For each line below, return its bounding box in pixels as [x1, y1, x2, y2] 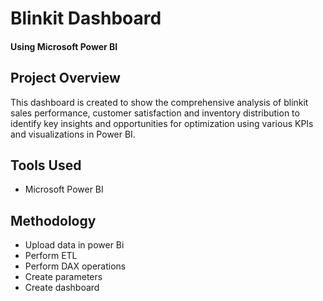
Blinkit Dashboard [10, 7, 162, 30]
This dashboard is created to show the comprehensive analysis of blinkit [10, 96, 309, 108]
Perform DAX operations [24, 260, 127, 272]
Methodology [10, 212, 97, 229]
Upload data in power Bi [24, 239, 125, 251]
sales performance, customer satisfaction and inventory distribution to [10, 107, 300, 119]
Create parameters [24, 271, 103, 283]
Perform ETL [24, 250, 78, 262]
